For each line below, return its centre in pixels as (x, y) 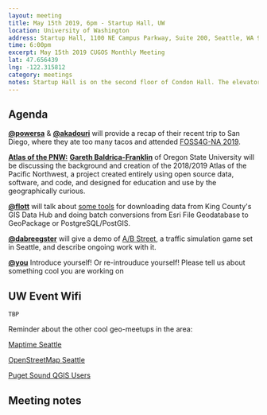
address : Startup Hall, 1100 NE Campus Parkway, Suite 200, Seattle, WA (131, 38)
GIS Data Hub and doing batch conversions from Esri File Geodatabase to (128, 215)
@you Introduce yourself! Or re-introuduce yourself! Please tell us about (127, 262)
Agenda (28, 114)
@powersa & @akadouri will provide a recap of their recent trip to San (124, 134)
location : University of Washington (69, 30)
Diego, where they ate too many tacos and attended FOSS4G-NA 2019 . (124, 142)
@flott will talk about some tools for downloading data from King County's (130, 207)
